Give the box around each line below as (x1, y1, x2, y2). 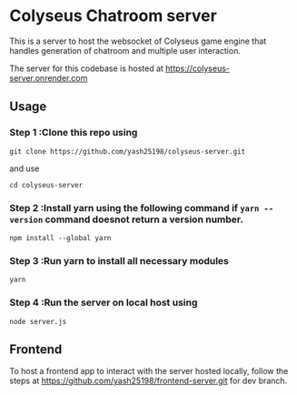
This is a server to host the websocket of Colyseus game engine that (9, 35, 267, 46)
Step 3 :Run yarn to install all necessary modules (9, 254, 230, 267)
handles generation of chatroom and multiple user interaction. (9, 45, 241, 56)
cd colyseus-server (9, 180, 84, 189)
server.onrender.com (9, 72, 88, 83)
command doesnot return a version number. (45, 213, 243, 226)
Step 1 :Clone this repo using (9, 127, 138, 139)
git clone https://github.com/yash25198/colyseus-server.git (9, 147, 246, 156)
